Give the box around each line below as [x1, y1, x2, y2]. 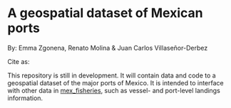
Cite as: [7, 57, 30, 65]
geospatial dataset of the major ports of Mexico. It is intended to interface [7, 78, 224, 87]
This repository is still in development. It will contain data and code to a [7, 71, 216, 80]
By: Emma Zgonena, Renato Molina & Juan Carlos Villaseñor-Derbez [7, 43, 208, 52]
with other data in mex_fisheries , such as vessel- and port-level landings [7, 86, 221, 94]
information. [7, 94, 43, 102]
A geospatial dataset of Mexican [7, 5, 203, 21]
